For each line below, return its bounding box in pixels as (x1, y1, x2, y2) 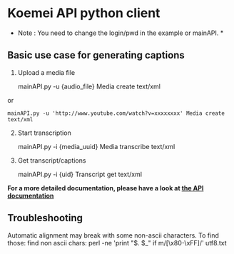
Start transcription (17, 128, 71, 137)
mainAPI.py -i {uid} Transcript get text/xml (17, 170, 143, 178)
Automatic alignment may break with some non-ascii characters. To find (7, 230, 219, 240)
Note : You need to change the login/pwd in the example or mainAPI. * (17, 29, 224, 37)
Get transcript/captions (17, 156, 86, 165)
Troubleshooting (7, 212, 83, 224)
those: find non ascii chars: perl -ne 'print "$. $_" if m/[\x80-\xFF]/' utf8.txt (7, 238, 227, 247)
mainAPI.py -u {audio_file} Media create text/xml (17, 82, 161, 91)
